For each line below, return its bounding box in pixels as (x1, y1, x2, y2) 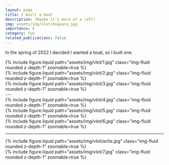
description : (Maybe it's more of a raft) (5, 17, 96, 22)
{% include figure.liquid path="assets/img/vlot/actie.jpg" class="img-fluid (5, 138, 158, 144)
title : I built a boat (5, 12, 53, 17)
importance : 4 (5, 26, 35, 31)
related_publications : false (5, 36, 66, 41)
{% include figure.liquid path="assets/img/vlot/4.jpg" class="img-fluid (5, 96, 151, 102)
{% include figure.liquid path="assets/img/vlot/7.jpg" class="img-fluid (5, 148, 150, 154)
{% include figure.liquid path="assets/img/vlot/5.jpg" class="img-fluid (5, 107, 151, 114)
